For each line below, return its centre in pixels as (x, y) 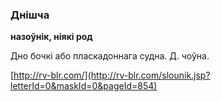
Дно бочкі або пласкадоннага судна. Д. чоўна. (110, 56)
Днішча (30, 15)
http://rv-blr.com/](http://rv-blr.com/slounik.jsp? (112, 75)
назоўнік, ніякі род (51, 37)
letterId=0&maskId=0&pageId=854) (84, 86)
